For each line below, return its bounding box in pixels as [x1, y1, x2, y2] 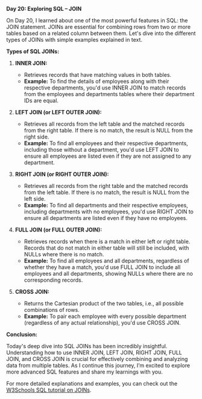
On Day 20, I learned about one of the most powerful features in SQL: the [6, 17, 188, 24]
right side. [24, 133, 49, 140]
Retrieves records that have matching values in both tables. [24, 71, 172, 78]
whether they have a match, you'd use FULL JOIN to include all [24, 264, 181, 271]
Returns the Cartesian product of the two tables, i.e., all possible [24, 300, 184, 307]
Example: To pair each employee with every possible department [24, 313, 187, 320]
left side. [24, 195, 46, 202]
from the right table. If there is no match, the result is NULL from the [24, 127, 193, 134]
